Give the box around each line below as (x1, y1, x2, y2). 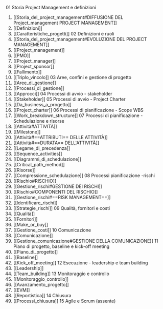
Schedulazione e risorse (13, 118, 64, 124)
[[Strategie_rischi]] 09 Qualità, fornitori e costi (13, 205, 110, 211)
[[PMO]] (13, 52, 31, 59)
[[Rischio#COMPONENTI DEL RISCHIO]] (13, 189, 98, 195)
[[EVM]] (13, 287, 30, 293)
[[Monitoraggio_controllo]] (13, 276, 68, 282)
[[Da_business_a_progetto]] (13, 102, 72, 107)
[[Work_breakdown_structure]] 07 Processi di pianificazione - (13, 112, 143, 119)
